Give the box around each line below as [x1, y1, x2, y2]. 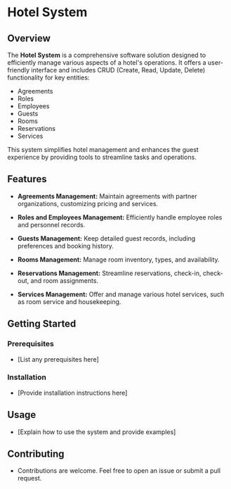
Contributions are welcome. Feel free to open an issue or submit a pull [17, 466, 221, 475]
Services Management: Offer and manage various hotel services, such [17, 290, 225, 298]
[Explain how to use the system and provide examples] [17, 427, 176, 436]
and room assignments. [30, 276, 99, 285]
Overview [7, 32, 51, 44]
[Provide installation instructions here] [17, 388, 128, 397]
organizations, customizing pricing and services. [17, 199, 159, 208]
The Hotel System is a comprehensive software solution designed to [7, 51, 206, 59]
